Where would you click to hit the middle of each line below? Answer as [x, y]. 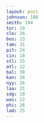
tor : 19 [16, 28]
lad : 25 [16, 111]
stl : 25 [16, 61]
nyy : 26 [16, 83]
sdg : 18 [16, 94]
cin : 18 [16, 56]
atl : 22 [16, 67]
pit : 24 [16, 50]
